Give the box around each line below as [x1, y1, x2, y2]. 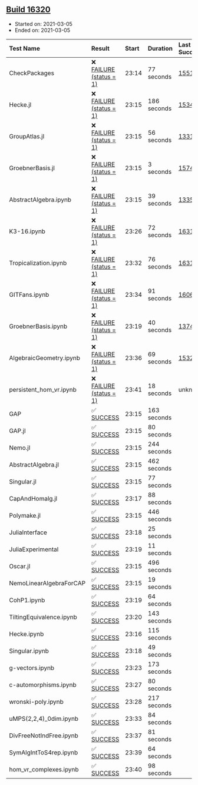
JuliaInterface [9, 528, 47, 536]
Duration [147, 44, 173, 52]
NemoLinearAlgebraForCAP [9, 579, 86, 587]
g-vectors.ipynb [9, 664, 55, 672]
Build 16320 [6, 5, 51, 15]
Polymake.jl [9, 511, 41, 519]
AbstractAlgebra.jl [9, 461, 59, 469]
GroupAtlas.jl [9, 132, 45, 140]
